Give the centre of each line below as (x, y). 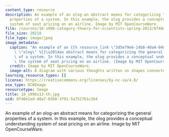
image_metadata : (22, 43)
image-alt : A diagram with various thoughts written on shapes (77, 71)
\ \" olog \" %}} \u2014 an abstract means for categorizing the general (89, 52)
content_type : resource (30, 10)
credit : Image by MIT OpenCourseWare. (51, 66)
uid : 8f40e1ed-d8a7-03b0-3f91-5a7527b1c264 (52, 99)
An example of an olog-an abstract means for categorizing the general (78, 113)
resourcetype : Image (27, 89)
